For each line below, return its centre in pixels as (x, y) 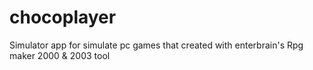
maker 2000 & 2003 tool (60, 55)
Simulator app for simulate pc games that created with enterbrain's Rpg (156, 45)
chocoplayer (63, 17)
